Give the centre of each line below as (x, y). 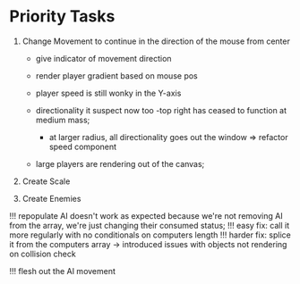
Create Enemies (51, 198)
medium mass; (63, 120)
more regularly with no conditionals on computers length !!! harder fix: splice (150, 235)
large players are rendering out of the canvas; (120, 163)
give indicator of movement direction (103, 58)
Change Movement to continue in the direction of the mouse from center (156, 41)
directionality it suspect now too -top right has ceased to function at (161, 110)
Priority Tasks (62, 17)
